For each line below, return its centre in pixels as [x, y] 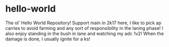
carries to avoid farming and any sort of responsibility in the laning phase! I [84, 28]
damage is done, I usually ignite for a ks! [48, 39]
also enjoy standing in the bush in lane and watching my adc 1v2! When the [84, 33]
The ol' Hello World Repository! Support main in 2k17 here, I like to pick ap [83, 23]
